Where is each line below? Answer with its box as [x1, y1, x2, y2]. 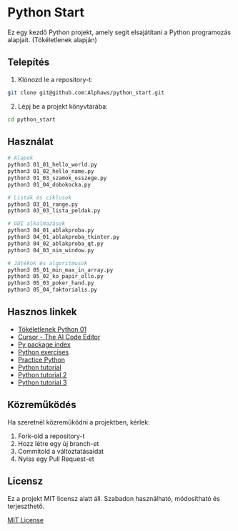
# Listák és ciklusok [7, 194, 72, 201]
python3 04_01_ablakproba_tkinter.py [7, 234, 120, 241]
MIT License [7, 515, 44, 524]
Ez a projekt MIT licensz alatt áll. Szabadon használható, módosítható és [7, 494, 220, 502]
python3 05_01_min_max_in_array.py [7, 266, 114, 274]
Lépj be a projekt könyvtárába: [17, 101, 109, 111]
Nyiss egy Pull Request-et [17, 455, 94, 463]
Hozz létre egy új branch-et [17, 439, 99, 447]
